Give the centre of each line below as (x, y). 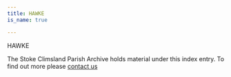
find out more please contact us (52, 66)
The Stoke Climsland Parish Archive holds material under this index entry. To (116, 58)
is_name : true (28, 20)
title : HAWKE (26, 13)
